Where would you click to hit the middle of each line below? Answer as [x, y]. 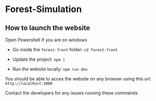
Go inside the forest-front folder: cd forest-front [65, 49]
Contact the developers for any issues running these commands [71, 93]
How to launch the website [48, 28]
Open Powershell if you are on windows [46, 40]
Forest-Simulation [43, 9]
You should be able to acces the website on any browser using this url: [78, 79]
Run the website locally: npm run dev [50, 69]
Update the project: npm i [39, 59]
